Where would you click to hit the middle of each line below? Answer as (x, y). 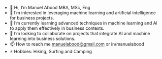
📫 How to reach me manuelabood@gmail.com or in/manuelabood (77, 44)
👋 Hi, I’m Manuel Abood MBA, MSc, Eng (50, 8)
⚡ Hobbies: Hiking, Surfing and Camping (51, 51)
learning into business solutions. (43, 39)
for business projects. (32, 18)
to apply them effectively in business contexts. (57, 28)
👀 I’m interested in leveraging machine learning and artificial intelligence (83, 13)
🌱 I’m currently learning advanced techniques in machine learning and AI (83, 23)
